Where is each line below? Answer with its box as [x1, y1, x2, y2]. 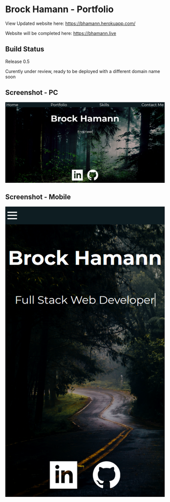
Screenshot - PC [5, 88, 58, 97]
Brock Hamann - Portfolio [5, 4, 114, 15]
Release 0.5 [5, 58, 30, 64]
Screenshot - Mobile [5, 193, 71, 202]
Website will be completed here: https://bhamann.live [5, 30, 116, 36]
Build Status [5, 45, 45, 54]
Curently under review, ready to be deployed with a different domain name [5, 68, 160, 74]
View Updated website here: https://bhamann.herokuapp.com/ [5, 20, 136, 26]
